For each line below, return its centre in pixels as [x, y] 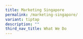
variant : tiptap [22, 19]
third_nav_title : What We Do [36, 29]
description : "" [22, 24]
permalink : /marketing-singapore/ [42, 15]
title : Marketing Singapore [35, 10]
